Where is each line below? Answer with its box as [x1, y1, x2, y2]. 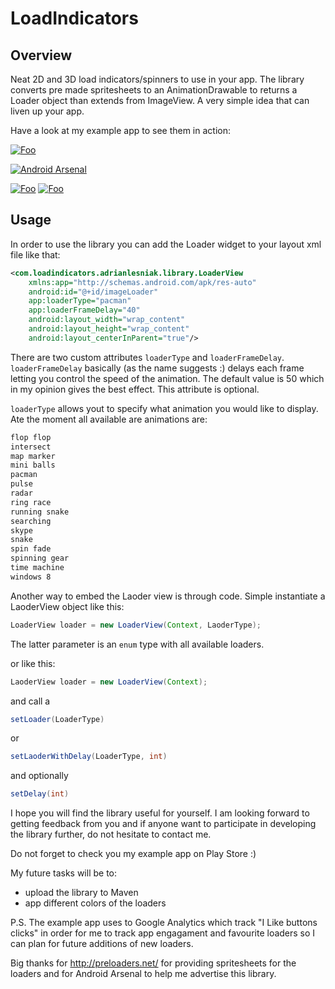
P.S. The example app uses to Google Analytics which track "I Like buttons [10, 917, 318, 929]
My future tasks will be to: [10, 867, 117, 879]
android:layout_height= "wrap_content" [28, 324, 190, 334]
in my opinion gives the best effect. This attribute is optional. [10, 383, 260, 395]
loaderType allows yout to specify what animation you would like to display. [10, 402, 319, 414]
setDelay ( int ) [10, 789, 70, 799]
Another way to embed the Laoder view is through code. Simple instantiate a [10, 590, 326, 602]
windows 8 [10, 572, 52, 582]
